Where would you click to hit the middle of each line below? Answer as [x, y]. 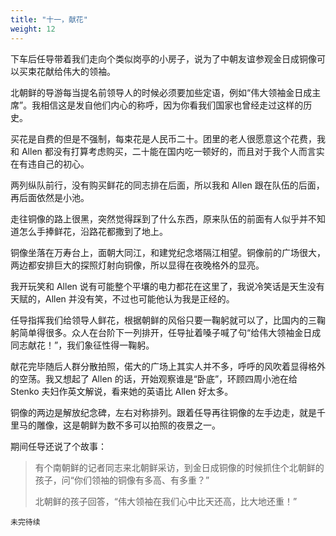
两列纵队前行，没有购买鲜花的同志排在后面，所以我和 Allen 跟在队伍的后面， [167, 185]
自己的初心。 [63, 163]
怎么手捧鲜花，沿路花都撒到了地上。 [93, 231]
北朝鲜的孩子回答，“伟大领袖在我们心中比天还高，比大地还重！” [166, 501]
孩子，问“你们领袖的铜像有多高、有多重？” [122, 480]
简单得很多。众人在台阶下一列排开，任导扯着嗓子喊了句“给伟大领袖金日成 [170, 332]
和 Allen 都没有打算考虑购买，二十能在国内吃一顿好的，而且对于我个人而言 [163, 151]
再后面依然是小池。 [50, 197]
